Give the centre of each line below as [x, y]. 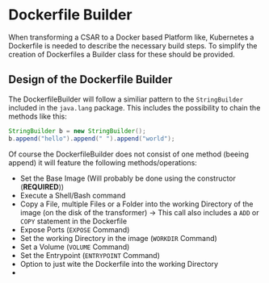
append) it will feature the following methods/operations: [103, 162]
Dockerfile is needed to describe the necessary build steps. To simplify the [133, 45]
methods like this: [38, 116]
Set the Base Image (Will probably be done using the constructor [128, 178]
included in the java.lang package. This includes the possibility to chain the [134, 107]
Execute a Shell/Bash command [73, 195]
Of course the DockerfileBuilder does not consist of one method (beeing [128, 154]
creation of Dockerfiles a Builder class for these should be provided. [122, 54]
